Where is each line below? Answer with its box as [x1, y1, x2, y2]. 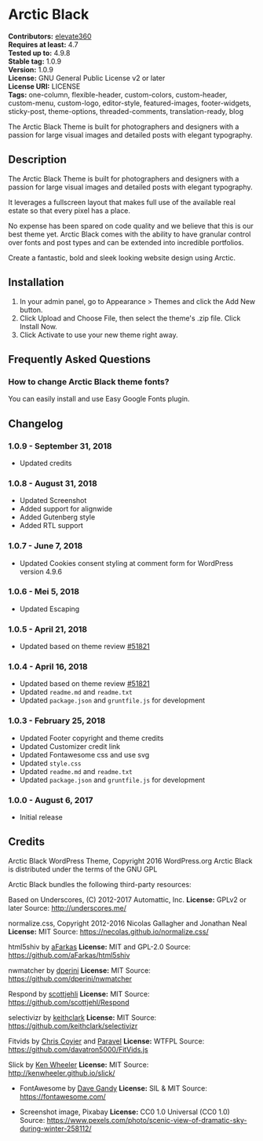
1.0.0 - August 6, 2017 [8, 794, 93, 805]
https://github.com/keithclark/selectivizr [8, 1021, 138, 1030]
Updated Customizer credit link [19, 741, 121, 751]
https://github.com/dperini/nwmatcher [8, 974, 132, 983]
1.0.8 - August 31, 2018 [8, 478, 98, 489]
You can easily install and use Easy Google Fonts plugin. [8, 394, 190, 404]
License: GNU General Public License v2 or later [8, 73, 166, 83]
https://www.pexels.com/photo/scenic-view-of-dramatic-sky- [46, 1115, 247, 1124]
